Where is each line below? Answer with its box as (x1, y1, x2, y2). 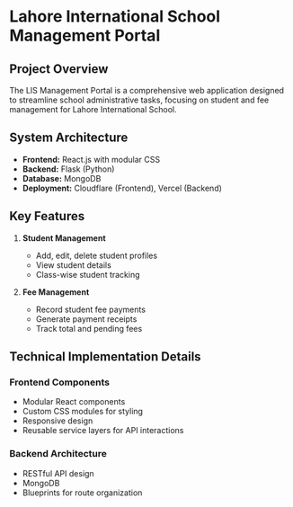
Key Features (9, 209, 85, 224)
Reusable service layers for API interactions (22, 425, 184, 436)
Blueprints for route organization (22, 487, 143, 498)
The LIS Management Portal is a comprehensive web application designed (9, 85, 285, 95)
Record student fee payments (35, 304, 146, 315)
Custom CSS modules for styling (22, 406, 144, 417)
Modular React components (22, 396, 126, 407)
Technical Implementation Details (9, 349, 201, 365)
